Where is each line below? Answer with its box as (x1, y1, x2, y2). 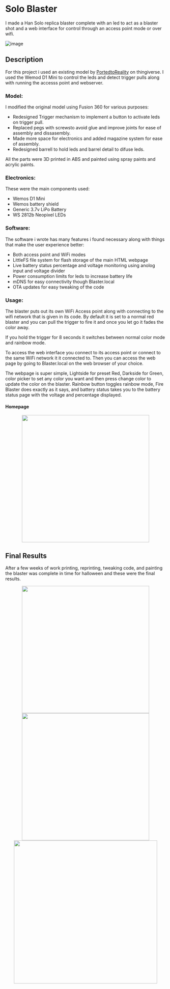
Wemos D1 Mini (12, 195, 45, 202)
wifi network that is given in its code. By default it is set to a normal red (5, 314, 154, 320)
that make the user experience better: (5, 241, 84, 247)
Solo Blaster (5, 3, 58, 15)
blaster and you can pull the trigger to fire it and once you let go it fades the (5, 319, 164, 325)
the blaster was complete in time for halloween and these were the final (5, 570, 155, 576)
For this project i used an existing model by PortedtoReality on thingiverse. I (5, 69, 164, 75)
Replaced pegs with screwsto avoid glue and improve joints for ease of (12, 125, 161, 131)
